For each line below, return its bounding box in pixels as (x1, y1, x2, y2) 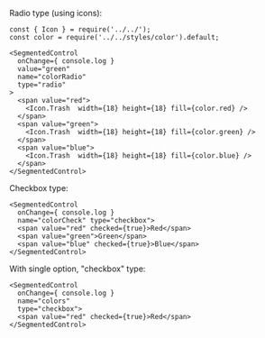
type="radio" (17, 80, 67, 89)
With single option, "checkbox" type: (9, 263, 146, 274)
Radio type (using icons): (9, 8, 103, 18)
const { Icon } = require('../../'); (9, 25, 151, 34)
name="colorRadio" (17, 72, 87, 81)
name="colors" (17, 297, 70, 306)
